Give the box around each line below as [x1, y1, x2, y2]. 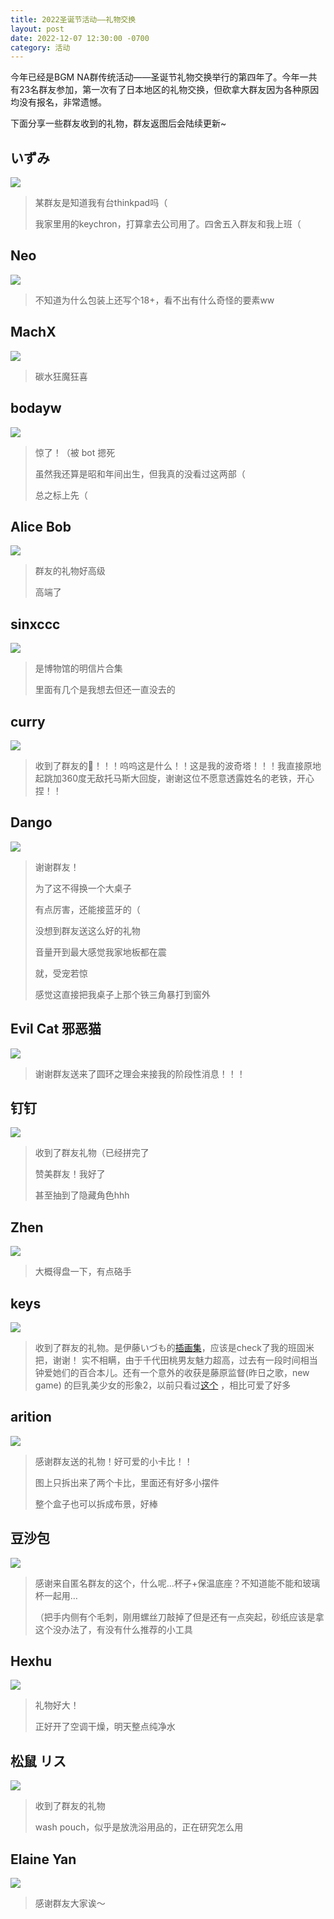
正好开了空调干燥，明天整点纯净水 [34, 1721, 176, 1733]
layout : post [10, 24, 65, 34]
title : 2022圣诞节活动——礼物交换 [10, 14, 137, 25]
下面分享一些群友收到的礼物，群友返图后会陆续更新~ [10, 117, 227, 130]
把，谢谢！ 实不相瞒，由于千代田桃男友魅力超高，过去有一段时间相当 [34, 1354, 318, 1366]
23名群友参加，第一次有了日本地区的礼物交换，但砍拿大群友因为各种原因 [18, 84, 320, 96]
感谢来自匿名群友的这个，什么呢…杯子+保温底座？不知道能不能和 [34, 1577, 303, 1589]
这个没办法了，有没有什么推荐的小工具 [34, 1623, 193, 1635]
